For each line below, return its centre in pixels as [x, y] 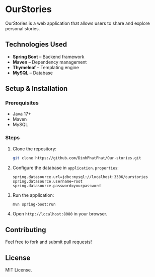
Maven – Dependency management [50, 62]
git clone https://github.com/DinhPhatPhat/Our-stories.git [77, 158]
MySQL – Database [32, 73]
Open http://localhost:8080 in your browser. [60, 214]
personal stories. [23, 28]
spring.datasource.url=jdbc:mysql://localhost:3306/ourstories [80, 177]
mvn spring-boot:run [34, 204]
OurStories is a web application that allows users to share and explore [77, 23]
